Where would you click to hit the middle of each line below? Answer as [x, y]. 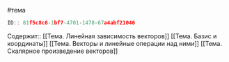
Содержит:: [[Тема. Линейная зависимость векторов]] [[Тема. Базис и [112, 36]
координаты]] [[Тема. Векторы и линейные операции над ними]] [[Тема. [115, 43]
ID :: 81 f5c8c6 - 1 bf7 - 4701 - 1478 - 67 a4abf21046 [71, 23]
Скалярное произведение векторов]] [63, 51]
